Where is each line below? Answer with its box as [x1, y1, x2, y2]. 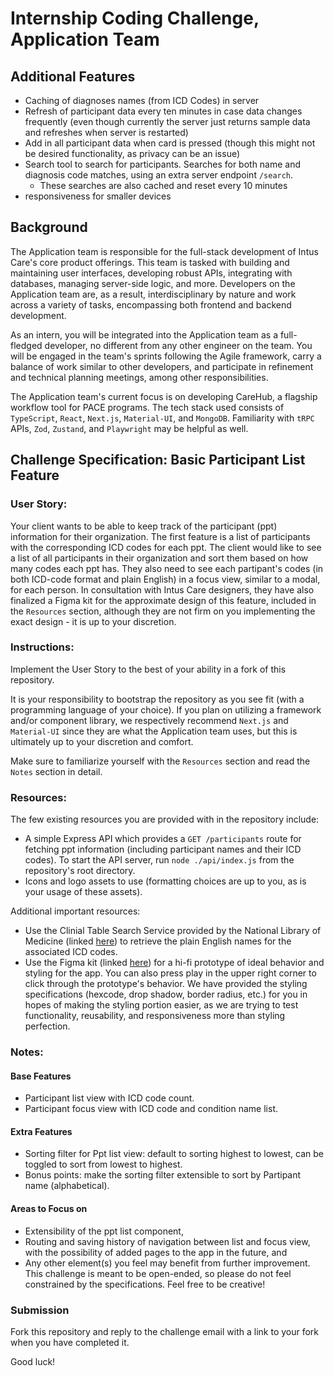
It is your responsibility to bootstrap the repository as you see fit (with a [10, 693, 305, 705]
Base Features [10, 1070, 72, 1082]
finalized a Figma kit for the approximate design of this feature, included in [10, 594, 317, 606]
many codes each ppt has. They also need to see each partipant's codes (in [10, 562, 324, 574]
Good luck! [10, 1355, 56, 1367]
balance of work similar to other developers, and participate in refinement [10, 360, 314, 372]
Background [10, 219, 88, 236]
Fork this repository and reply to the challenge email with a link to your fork [10, 1325, 320, 1337]
